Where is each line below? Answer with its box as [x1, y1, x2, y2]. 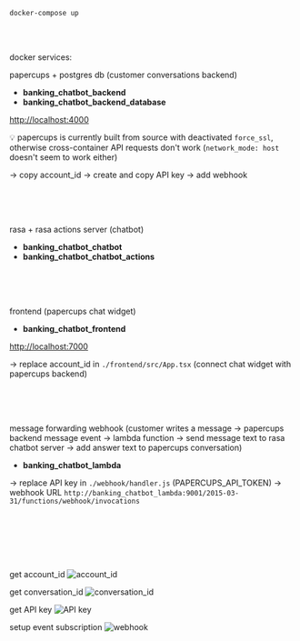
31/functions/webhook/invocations [9, 496, 141, 506]
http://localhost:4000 [9, 115, 89, 125]
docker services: [9, 52, 73, 63]
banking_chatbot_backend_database [22, 96, 166, 107]
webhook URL [9, 487, 62, 497]
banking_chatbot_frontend [22, 324, 126, 334]
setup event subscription [9, 622, 103, 632]
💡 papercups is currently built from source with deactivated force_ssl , [9, 132, 275, 143]
